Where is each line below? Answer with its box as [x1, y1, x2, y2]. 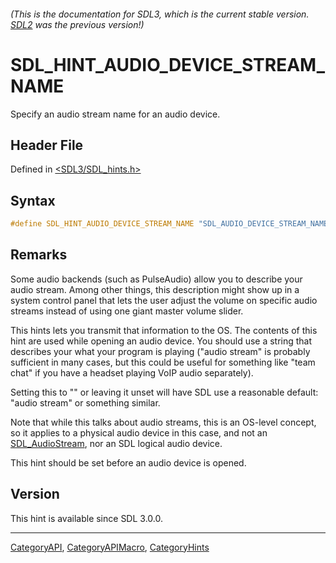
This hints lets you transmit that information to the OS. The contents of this [10, 324, 318, 336]
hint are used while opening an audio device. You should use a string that [10, 335, 313, 347]
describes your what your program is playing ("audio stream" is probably [10, 345, 311, 357]
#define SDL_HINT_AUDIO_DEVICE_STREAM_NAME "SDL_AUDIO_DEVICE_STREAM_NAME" [10, 219, 333, 229]
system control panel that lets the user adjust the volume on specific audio [10, 294, 318, 306]
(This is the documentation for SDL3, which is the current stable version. [10, 8, 310, 20]
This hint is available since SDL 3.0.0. [10, 512, 163, 524]
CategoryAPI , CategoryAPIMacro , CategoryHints [10, 541, 210, 553]
